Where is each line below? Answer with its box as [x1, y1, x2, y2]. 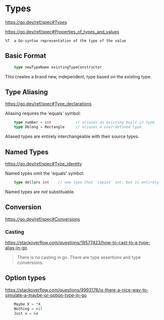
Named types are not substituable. [5, 189, 75, 194]
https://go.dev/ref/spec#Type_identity [5, 161, 82, 166]
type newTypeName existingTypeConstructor [14, 64, 102, 69]
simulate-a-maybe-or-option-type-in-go [5, 292, 87, 298]
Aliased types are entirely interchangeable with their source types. [5, 133, 139, 139]
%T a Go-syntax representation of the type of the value [5, 38, 126, 43]
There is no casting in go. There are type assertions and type [17, 254, 141, 260]
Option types [5, 274, 46, 282]
